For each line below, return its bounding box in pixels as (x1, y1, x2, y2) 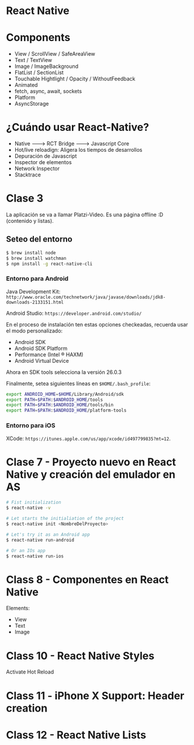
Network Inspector (14, 165, 60, 172)
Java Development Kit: (6, 288, 61, 295)
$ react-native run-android (6, 537, 75, 543)
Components (6, 31, 71, 45)
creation (6, 702, 48, 715)
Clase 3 (6, 192, 44, 205)
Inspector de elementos (14, 159, 72, 166)
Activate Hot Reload (6, 668, 54, 675)
